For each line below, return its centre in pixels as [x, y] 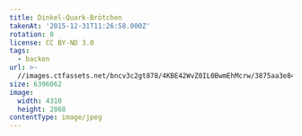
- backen [34, 59]
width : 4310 [40, 101]
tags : [19, 51]
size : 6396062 [36, 84]
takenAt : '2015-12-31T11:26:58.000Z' [80, 26]
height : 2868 [42, 109]
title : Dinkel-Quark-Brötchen [66, 17]
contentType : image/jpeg [56, 117]
